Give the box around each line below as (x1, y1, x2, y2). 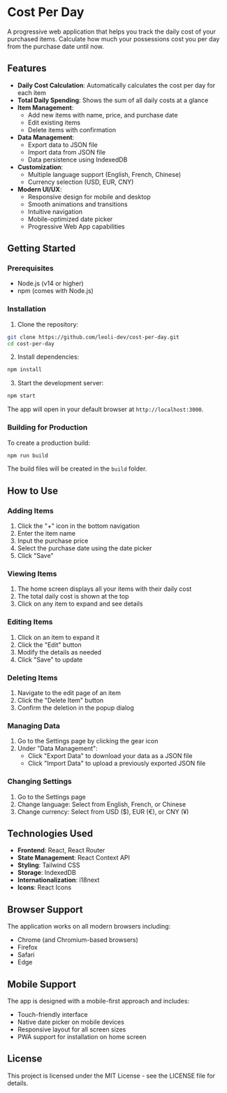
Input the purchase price (17, 536, 89, 545)
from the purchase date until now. (7, 42, 104, 50)
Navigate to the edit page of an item (17, 688, 121, 696)
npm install (7, 366, 42, 373)
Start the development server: (17, 379, 104, 387)
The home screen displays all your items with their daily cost (17, 585, 192, 593)
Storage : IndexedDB (17, 869, 77, 877)
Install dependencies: (17, 352, 80, 361)
